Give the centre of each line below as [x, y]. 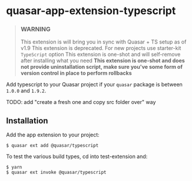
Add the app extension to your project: [53, 135]
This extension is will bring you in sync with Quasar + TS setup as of [103, 42]
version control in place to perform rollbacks [76, 73]
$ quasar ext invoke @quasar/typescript [57, 172]
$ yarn [14, 167]
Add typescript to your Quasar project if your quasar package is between [94, 85]
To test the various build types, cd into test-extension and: [77, 156]
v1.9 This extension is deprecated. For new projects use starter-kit [101, 48]
